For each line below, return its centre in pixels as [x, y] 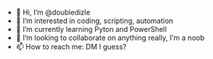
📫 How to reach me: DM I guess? [71, 47]
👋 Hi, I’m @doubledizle [53, 12]
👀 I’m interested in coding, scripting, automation [95, 21]
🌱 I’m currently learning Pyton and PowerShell [91, 29]
